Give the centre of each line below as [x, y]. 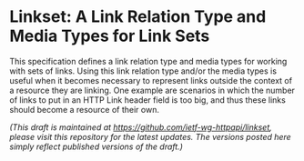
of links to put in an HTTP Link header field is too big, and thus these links [148, 100]
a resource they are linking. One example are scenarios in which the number [152, 90]
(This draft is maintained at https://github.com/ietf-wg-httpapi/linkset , [141, 127]
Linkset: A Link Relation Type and [138, 17]
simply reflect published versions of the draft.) [96, 146]
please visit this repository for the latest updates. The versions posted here [150, 136]
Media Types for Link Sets [110, 36]
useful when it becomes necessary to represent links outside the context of [151, 80]
